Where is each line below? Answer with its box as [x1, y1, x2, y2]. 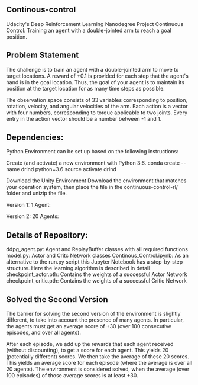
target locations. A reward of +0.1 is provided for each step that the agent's [6, 72, 189, 79]
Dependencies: [6, 133, 64, 143]
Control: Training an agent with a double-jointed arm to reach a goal [6, 27, 171, 34]
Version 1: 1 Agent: [6, 201, 51, 208]
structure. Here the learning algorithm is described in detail [6, 265, 150, 272]
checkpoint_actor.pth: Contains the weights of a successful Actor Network [6, 271, 187, 278]
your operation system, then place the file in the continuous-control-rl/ [6, 184, 178, 191]
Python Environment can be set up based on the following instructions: [6, 148, 179, 155]
